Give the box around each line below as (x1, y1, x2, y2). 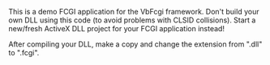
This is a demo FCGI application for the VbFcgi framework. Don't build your (8, 7, 259, 16)
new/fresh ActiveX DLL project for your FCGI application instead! (8, 24, 225, 33)
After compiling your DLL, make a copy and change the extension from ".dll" (8, 39, 263, 49)
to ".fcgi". (8, 48, 40, 57)
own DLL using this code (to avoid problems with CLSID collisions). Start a (8, 15, 256, 25)
